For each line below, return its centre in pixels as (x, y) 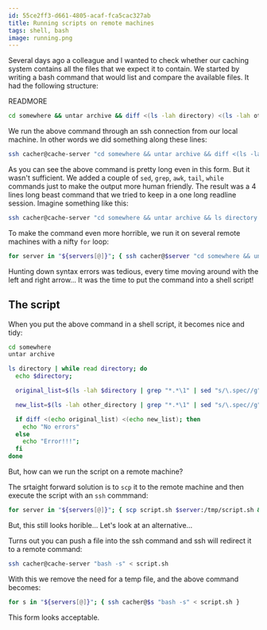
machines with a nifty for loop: (59, 241)
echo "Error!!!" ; (51, 442)
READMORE (28, 101)
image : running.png (41, 38)
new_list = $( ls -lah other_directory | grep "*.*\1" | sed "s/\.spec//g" (138, 405)
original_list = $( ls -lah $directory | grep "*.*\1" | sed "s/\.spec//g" (138, 391)
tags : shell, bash (39, 30)
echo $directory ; (44, 376)
